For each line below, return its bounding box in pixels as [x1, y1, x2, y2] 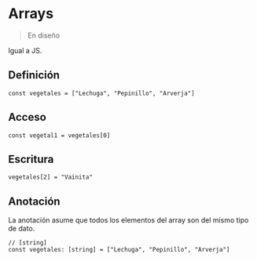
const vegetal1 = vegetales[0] [8, 131, 111, 140]
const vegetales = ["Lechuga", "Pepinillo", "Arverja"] [8, 89, 195, 97]
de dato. [8, 224, 35, 234]
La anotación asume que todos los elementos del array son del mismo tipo [8, 216, 249, 225]
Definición [8, 68, 61, 82]
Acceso [8, 111, 47, 124]
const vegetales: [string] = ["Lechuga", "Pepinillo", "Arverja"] [8, 246, 230, 254]
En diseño [27, 31, 61, 40]
